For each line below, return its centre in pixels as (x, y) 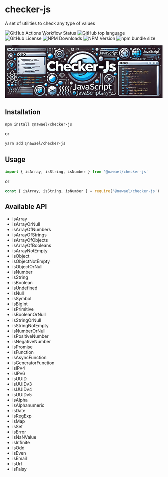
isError (19, 432)
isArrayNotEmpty (30, 251)
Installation (23, 112)
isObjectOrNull (27, 266)
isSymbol (22, 298)
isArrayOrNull (26, 224)
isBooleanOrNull (29, 314)
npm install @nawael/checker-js (39, 124)
